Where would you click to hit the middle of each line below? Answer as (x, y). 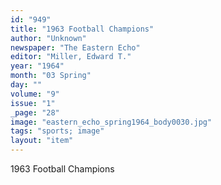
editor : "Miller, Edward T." (71, 57)
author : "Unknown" (48, 38)
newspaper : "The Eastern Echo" (75, 47)
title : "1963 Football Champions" (82, 29)
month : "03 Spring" (51, 76)
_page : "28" (35, 112)
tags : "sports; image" (57, 131)
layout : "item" (42, 141)
